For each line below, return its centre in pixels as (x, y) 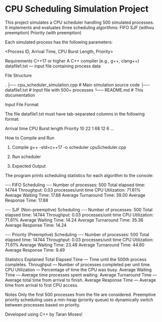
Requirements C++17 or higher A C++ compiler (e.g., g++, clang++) (72, 61)
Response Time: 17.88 (27, 200)
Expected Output (29, 166)
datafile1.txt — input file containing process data (53, 66)
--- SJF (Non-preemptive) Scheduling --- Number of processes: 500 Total (79, 209)
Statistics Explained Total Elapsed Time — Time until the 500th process (76, 259)
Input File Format (22, 104)
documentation (20, 95)
